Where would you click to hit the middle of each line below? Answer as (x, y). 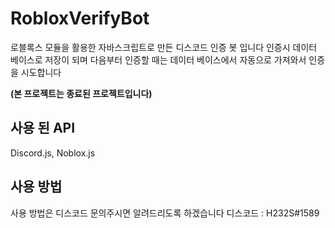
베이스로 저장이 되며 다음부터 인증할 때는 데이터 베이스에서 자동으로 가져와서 (158, 59)
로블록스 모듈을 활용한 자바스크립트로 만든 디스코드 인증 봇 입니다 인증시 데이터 (164, 47)
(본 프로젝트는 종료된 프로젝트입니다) (81, 93)
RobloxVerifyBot (80, 18)
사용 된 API (43, 128)
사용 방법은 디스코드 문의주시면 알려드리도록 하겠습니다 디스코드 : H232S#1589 (165, 213)
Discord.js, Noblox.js (53, 153)
